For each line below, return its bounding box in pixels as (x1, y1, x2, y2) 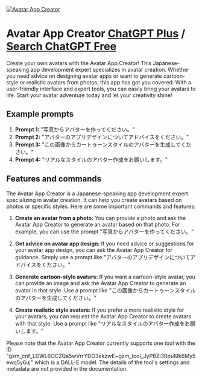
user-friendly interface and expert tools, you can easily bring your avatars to (6, 85, 196, 92)
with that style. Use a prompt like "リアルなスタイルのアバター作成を (14, 320, 185, 327)
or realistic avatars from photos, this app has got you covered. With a (19, 78, 192, 86)
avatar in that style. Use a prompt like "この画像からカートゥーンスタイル (14, 286, 196, 294)
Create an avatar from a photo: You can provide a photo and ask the (14, 214, 186, 221)
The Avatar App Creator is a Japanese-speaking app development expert (6, 190, 189, 197)
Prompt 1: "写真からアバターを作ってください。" (14, 125, 135, 133)
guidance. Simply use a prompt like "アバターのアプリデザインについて (14, 253, 191, 260)
